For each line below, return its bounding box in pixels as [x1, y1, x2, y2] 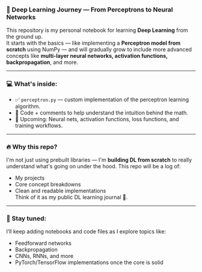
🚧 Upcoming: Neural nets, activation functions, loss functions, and [14, 115, 179, 122]
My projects [14, 174, 45, 182]
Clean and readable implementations [14, 187, 106, 194]
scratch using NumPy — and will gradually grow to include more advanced [6, 46, 192, 53]
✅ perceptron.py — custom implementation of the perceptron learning [14, 96, 189, 103]
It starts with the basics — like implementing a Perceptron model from [6, 39, 181, 47]
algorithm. [14, 103, 40, 110]
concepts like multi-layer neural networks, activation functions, [6, 52, 168, 60]
